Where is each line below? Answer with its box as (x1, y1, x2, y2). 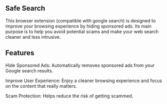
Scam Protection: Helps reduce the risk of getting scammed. (5, 93, 134, 99)
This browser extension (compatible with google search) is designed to (5, 17, 156, 23)
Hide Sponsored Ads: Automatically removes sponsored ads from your (5, 62, 155, 68)
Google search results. (5, 67, 53, 73)
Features (5, 48, 34, 58)
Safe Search (5, 4, 45, 13)
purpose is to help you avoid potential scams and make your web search (5, 28, 159, 35)
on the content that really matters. (5, 83, 77, 89)
